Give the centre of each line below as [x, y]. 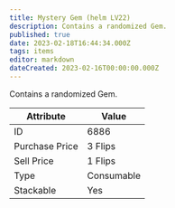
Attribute [46, 116]
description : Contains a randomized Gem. [88, 26]
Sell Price [34, 161]
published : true [40, 34]
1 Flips [101, 161]
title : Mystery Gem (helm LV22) [70, 18]
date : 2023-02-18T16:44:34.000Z [70, 43]
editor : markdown [42, 60]
